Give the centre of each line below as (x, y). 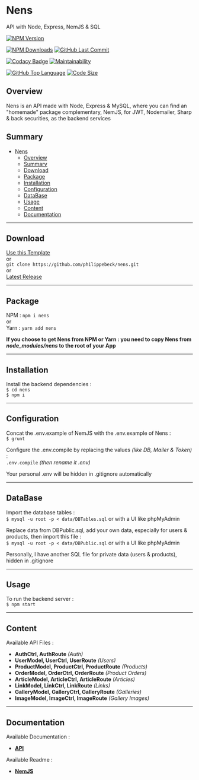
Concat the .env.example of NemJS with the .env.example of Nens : (89, 433)
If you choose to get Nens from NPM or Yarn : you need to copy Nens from (99, 339)
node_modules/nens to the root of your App (61, 346)
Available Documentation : (38, 737)
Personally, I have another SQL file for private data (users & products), (92, 554)
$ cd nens (18, 390)
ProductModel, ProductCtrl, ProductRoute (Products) (81, 667)
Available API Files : (30, 643)
